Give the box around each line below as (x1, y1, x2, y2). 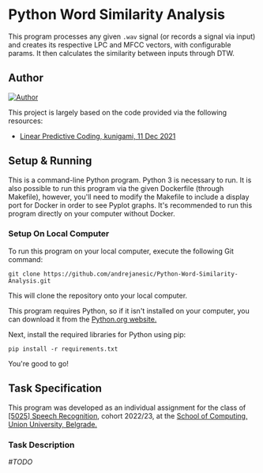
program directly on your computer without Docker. (8, 208, 175, 218)
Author (8, 71, 43, 84)
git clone (8, 270, 41, 278)
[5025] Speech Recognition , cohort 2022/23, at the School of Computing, (8, 411, 248, 420)
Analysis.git (8, 276, 51, 285)
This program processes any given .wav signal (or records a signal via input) (8, 32, 256, 41)
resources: (8, 116, 43, 126)
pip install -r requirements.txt (8, 345, 118, 353)
